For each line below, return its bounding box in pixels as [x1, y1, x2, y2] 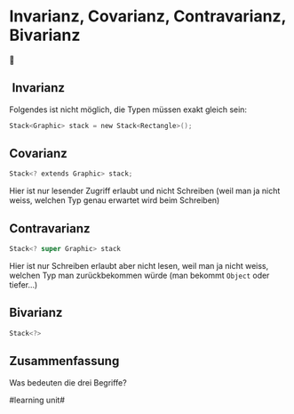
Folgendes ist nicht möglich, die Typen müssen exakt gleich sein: [9, 104, 247, 115]
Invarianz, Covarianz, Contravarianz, [9, 6, 287, 27]
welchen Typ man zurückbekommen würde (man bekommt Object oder [9, 270, 270, 280]
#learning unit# [9, 394, 65, 405]
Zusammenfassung [9, 353, 120, 369]
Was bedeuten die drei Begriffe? [9, 377, 127, 388]
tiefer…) [9, 280, 38, 290]
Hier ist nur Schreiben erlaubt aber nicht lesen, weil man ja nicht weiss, [9, 261, 269, 271]
